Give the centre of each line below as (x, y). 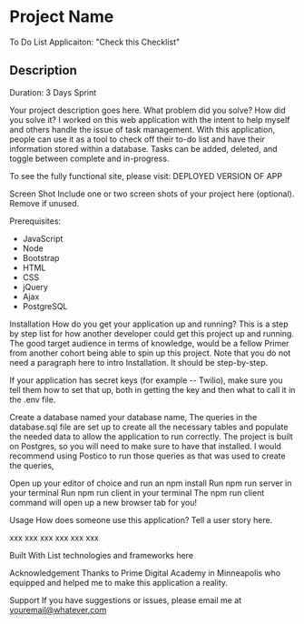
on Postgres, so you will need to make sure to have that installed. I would (145, 446)
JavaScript (43, 238)
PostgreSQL (45, 306)
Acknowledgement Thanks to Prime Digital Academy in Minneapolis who (145, 573)
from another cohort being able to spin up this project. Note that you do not (150, 353)
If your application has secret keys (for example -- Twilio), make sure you (146, 380)
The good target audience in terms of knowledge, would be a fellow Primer (149, 343)
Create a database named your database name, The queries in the (133, 417)
